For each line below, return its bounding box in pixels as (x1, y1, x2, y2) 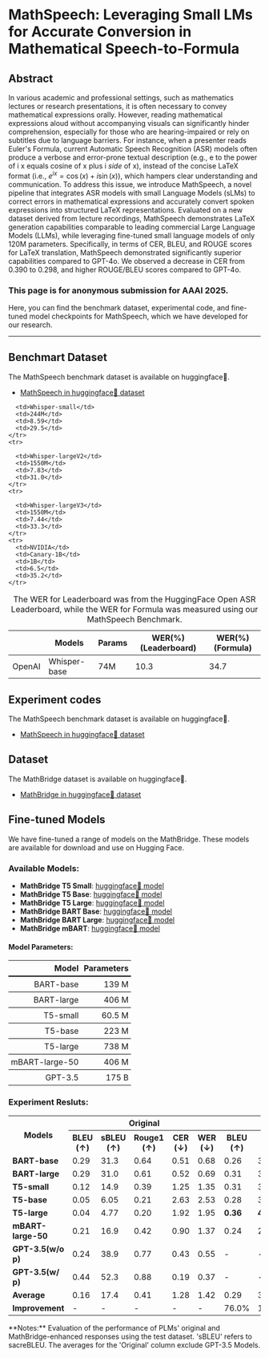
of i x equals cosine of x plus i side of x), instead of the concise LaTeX (8, 161, 239, 170)
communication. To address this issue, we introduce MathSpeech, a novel (8, 179, 252, 189)
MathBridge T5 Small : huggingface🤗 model (19, 881, 164, 890)
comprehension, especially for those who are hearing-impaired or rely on (8, 127, 250, 136)
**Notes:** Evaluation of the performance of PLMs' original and (8, 1323, 220, 1332)
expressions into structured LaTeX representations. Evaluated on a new (8, 205, 243, 214)
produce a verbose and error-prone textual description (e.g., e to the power (8, 152, 258, 162)
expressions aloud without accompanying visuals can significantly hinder (8, 119, 250, 128)
